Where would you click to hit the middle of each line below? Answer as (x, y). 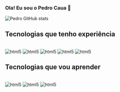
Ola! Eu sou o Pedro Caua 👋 (38, 8)
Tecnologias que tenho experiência (60, 34)
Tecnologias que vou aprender (53, 67)
